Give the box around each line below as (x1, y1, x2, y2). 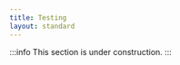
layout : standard (9, 22, 75, 31)
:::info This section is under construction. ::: (9, 46, 173, 57)
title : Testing (9, 13, 67, 23)
